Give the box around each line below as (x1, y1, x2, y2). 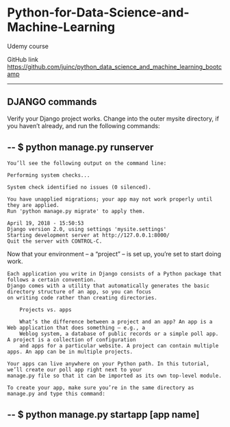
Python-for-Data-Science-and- (7, 5, 190, 21)
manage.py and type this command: (7, 390, 106, 397)
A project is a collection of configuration (7, 336, 136, 343)
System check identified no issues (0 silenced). (7, 184, 152, 191)
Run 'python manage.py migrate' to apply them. (7, 208, 146, 215)
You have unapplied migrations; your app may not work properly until (7, 195, 213, 203)
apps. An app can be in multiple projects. (7, 348, 133, 355)
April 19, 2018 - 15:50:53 (7, 219, 84, 227)
